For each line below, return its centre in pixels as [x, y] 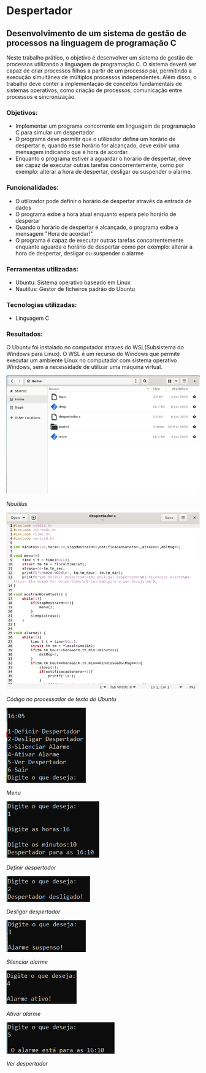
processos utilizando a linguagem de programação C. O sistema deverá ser [101, 64]
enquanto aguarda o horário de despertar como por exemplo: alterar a [104, 247]
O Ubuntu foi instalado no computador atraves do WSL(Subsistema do [95, 347]
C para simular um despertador [55, 133]
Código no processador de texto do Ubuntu [61, 699]
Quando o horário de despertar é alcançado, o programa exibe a [97, 227]
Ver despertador [27, 1063]
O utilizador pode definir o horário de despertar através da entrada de [103, 201]
